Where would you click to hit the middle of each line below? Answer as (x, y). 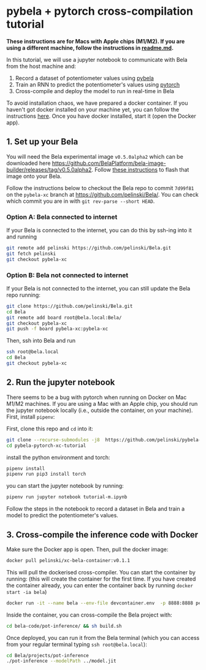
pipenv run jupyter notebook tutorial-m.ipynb (67, 497)
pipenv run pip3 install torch (46, 474)
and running (21, 237)
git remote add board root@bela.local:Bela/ (64, 318)
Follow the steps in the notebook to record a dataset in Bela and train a (96, 509)
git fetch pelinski (31, 253)
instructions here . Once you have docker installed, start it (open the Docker (101, 116)
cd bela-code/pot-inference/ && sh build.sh (64, 626)
